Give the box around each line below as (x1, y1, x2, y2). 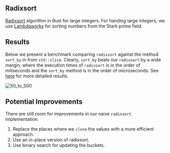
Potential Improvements (5, 98, 83, 106)
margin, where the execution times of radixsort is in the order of (5, 62, 141, 68)
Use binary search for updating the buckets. (12, 142, 105, 148)
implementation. (5, 116, 39, 123)
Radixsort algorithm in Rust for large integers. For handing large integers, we (5, 17, 165, 23)
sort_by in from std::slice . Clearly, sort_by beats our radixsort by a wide (5, 56, 161, 63)
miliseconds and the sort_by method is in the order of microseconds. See (5, 67, 159, 73)
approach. (12, 132, 35, 138)
